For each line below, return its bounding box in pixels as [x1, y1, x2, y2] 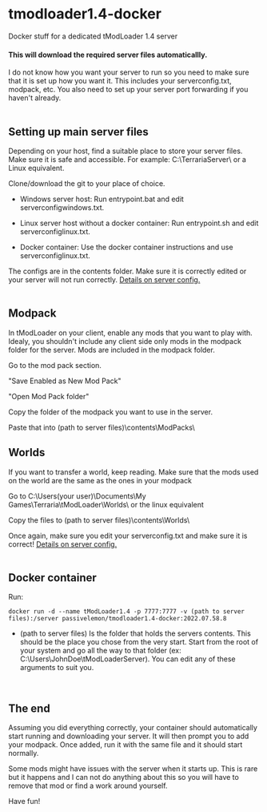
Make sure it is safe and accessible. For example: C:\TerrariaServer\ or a [8, 154, 246, 164]
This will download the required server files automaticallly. [8, 50, 208, 59]
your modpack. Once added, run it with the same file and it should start [8, 740, 243, 749]
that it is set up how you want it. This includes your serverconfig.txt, [8, 76, 232, 86]
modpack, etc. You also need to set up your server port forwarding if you [8, 85, 249, 95]
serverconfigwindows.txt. [19, 202, 105, 212]
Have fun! [8, 797, 41, 806]
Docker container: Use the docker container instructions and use [19, 242, 233, 252]
